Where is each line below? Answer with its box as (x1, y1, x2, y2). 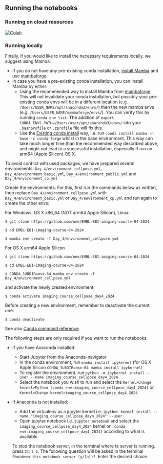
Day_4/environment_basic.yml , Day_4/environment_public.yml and (5, 171, 137, 177)
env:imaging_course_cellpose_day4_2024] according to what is (19, 428, 145, 434)
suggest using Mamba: (5, 58, 51, 64)
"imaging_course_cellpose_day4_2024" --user (30, 414, 123, 418)
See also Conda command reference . (5, 325, 80, 331)
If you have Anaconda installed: (12, 345, 76, 350)
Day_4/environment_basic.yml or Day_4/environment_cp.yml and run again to (5, 195, 157, 201)
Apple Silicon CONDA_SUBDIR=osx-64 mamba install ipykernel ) (19, 364, 143, 370)
